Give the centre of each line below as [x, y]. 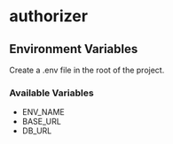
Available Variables [52, 93]
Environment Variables [74, 49]
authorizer [49, 16]
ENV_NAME [43, 112]
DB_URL [37, 131]
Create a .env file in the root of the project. [87, 70]
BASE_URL [42, 122]
